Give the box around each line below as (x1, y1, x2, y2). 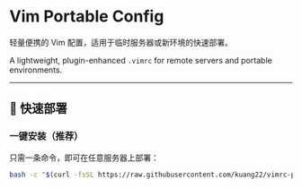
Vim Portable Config (9, 6, 164, 27)
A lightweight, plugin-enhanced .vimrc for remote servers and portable (9, 55, 272, 65)
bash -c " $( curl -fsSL (9, 170, 94, 179)
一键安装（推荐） (9, 130, 84, 142)
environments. (9, 64, 63, 75)
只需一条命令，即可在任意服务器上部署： (9, 152, 159, 163)
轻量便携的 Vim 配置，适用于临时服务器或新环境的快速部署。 (9, 37, 234, 47)
